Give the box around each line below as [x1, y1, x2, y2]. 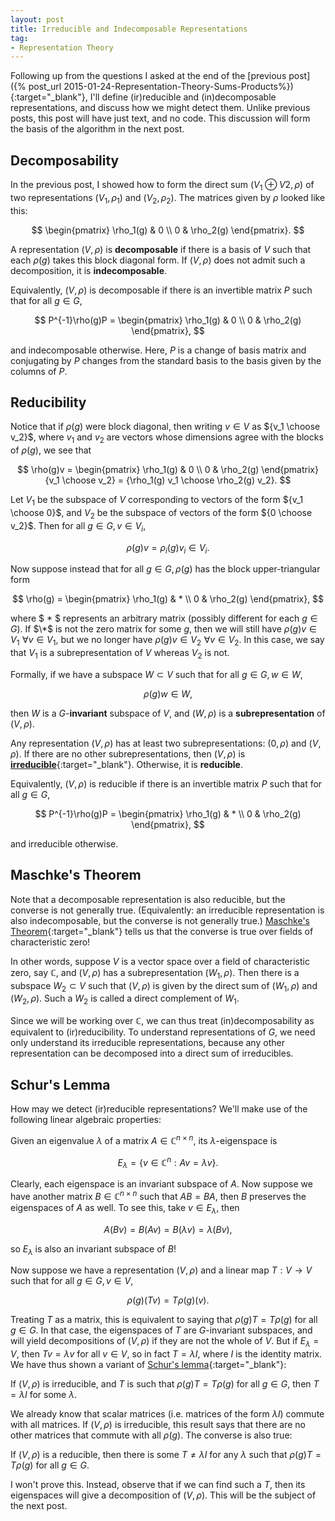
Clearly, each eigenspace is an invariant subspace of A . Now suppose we [10, 1178, 313, 1190]
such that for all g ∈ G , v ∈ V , [10, 1275, 134, 1287]
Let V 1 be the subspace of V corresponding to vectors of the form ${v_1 [10, 494, 304, 508]
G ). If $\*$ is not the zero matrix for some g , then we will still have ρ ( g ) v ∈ [10, 623, 317, 635]
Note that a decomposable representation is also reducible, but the [10, 893, 286, 905]
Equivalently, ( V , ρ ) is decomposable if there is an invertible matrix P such [10, 284, 313, 296]
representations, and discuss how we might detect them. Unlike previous [10, 102, 311, 114]
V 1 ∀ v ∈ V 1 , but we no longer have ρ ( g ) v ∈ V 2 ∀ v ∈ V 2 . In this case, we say [10, 634, 325, 648]
